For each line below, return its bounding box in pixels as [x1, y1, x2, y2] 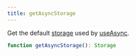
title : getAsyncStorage [7, 10, 76, 17]
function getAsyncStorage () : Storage [7, 42, 117, 48]
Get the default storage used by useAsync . [7, 29, 130, 37]
